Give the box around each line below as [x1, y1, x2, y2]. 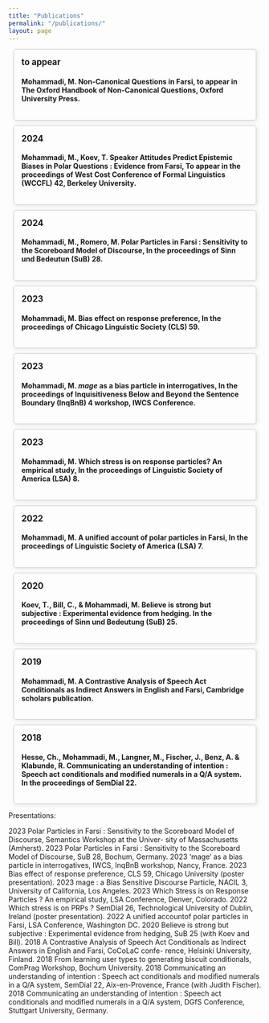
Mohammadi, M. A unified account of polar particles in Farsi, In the [21, 532, 249, 543]
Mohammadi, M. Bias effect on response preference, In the [21, 313, 222, 323]
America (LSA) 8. [21, 474, 80, 483]
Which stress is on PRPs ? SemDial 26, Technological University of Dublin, [8, 903, 254, 913]
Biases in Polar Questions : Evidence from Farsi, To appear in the [21, 162, 241, 171]
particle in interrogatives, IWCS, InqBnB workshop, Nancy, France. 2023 [8, 861, 247, 870]
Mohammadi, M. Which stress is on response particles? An [21, 456, 222, 466]
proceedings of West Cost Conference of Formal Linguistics [21, 170, 226, 179]
